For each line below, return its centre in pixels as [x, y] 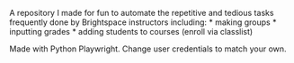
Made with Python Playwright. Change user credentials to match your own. [148, 49]
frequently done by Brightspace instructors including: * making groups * [143, 22]
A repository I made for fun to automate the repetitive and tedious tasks [142, 13]
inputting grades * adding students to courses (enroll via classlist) [131, 31]
